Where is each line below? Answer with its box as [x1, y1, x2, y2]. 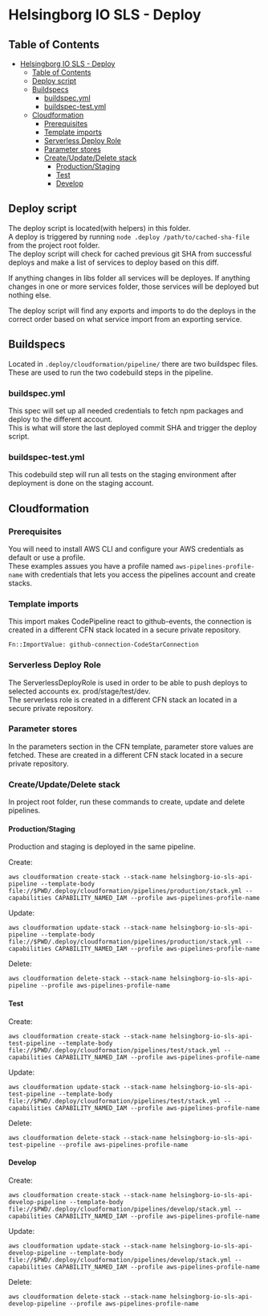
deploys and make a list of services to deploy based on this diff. [8, 257, 219, 267]
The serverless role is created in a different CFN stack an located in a [8, 694, 238, 705]
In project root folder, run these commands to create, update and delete [8, 797, 246, 807]
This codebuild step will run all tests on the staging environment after [8, 470, 237, 479]
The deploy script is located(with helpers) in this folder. [8, 223, 191, 232]
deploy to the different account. [8, 414, 113, 424]
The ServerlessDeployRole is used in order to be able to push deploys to [8, 677, 248, 687]
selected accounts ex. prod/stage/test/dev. [8, 686, 151, 696]
